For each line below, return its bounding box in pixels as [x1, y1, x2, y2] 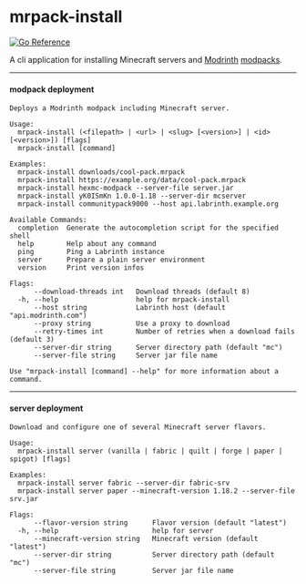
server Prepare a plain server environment [17, 255, 206, 265]
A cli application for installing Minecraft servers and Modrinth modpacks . [9, 54, 282, 65]
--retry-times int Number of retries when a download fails [33, 327, 296, 336]
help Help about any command [17, 240, 157, 249]
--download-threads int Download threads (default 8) [33, 287, 250, 297]
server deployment [9, 403, 84, 414]
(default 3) [9, 335, 55, 344]
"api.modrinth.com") [9, 312, 88, 321]
